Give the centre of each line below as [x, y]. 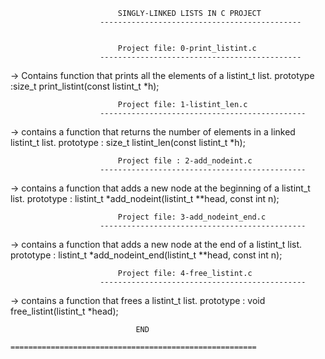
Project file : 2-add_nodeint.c [185, 161]
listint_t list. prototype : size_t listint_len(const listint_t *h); [128, 142]
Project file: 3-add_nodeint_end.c [192, 217]
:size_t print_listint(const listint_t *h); [85, 86]
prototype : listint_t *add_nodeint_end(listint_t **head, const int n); [146, 255]
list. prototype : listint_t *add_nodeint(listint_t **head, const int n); [145, 198]
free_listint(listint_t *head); [64, 311]
